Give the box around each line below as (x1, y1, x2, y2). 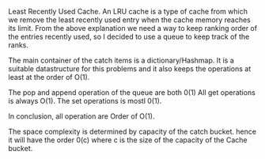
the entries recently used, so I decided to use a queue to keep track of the (8, 32, 250, 41)
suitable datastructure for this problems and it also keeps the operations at (8, 64, 252, 74)
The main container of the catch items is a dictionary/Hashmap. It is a (8, 55, 235, 65)
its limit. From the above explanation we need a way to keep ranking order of (8, 24, 258, 32)
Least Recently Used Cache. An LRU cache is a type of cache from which (8, 7, 248, 16)
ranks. (8, 40, 29, 50)
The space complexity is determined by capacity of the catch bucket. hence (8, 127, 257, 136)
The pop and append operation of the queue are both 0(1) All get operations (8, 88, 256, 97)
